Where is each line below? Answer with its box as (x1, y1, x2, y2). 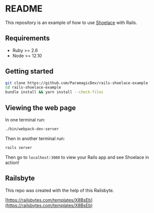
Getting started (5, 67, 54, 75)
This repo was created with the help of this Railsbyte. (5, 187, 115, 193)
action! (5, 159, 19, 165)
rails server (5, 145, 32, 150)
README (5, 3, 43, 14)
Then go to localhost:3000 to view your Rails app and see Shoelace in (5, 154, 150, 160)
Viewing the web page (5, 103, 76, 112)
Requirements (5, 34, 50, 42)
